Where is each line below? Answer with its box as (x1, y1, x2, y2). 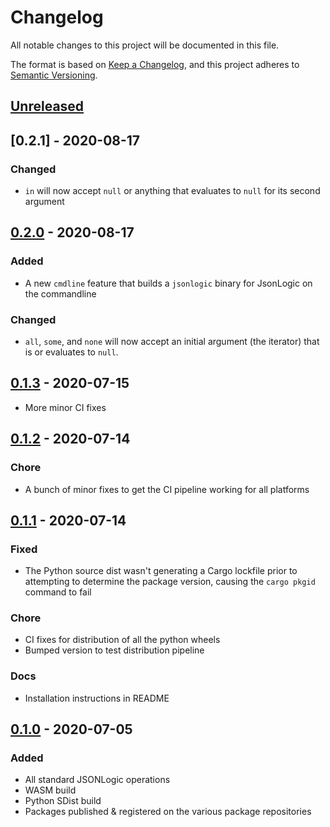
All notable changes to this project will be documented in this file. (10, 39, 280, 51)
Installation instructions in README (24, 692, 170, 704)
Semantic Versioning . (10, 69, 98, 81)
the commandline (24, 287, 97, 300)
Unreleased (10, 98, 85, 115)
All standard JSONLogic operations (24, 774, 171, 786)
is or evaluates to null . (24, 346, 119, 358)
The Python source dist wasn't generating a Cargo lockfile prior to (24, 565, 298, 577)
